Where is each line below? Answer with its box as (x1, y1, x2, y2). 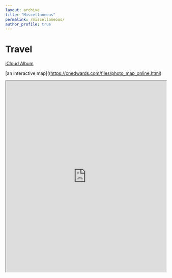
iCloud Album (5, 61, 34, 67)
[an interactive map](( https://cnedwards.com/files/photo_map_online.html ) (5, 70, 162, 76)
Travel (5, 44, 33, 55)
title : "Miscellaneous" (5, 12, 56, 17)
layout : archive (5, 7, 40, 13)
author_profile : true (5, 21, 51, 27)
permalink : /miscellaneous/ (5, 17, 65, 22)
